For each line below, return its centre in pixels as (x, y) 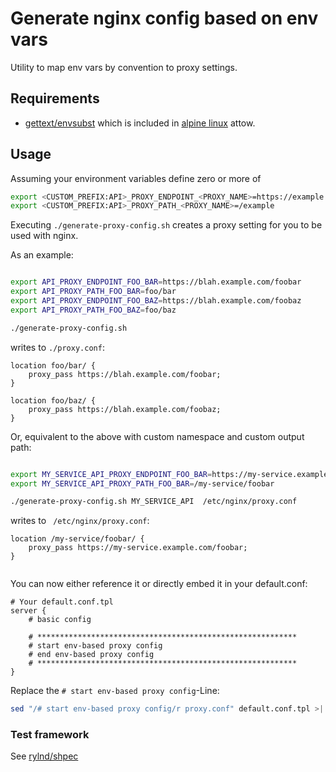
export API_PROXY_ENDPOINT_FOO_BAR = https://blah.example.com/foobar (156, 282)
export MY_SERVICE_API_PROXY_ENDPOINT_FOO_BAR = (111, 474)
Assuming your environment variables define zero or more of (136, 178)
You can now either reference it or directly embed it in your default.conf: (159, 584)
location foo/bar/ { (53, 365)
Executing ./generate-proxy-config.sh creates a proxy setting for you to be (166, 225)
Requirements (55, 98)
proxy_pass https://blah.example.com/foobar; (125, 374)
